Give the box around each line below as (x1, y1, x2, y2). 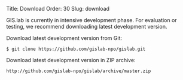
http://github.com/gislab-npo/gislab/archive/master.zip (6, 68, 151, 74)
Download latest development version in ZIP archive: (6, 57, 136, 63)
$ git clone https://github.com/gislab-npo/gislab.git (6, 46, 146, 52)
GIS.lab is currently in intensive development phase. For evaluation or (6, 17, 178, 23)
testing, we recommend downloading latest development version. (6, 23, 167, 30)
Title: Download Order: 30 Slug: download (6, 5, 109, 12)
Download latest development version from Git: (6, 35, 123, 41)
